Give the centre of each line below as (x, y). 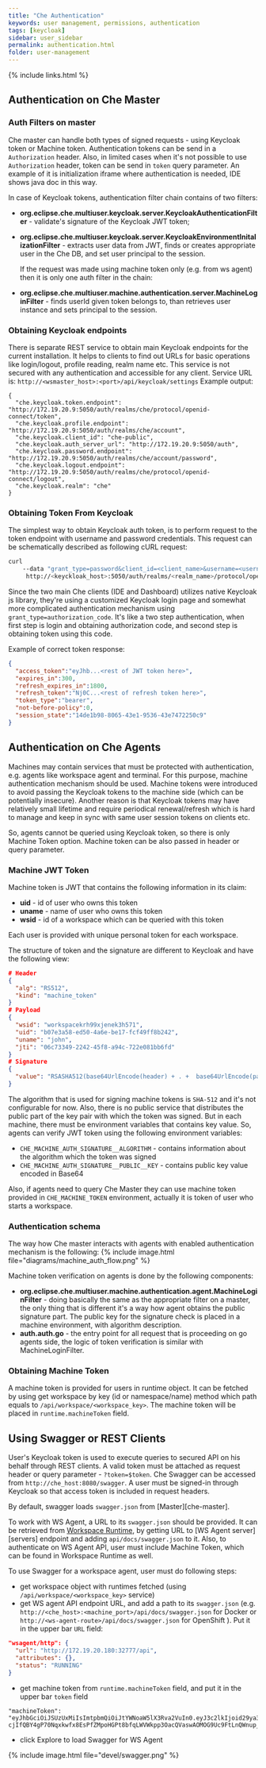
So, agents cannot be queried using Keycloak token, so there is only (119, 832)
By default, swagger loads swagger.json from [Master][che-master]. (119, 1507)
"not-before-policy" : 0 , (54, 708)
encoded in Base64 (51, 1173)
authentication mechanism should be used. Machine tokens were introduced (133, 784)
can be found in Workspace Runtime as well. (81, 1556)
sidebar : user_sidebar (46, 38)
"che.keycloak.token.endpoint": (69, 403)
